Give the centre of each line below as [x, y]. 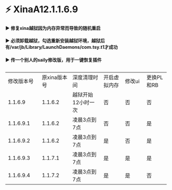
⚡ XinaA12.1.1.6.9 [42, 9]
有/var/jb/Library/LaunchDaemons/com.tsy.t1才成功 [61, 47]
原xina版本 [55, 78]
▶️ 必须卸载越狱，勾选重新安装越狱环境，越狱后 [55, 41]
